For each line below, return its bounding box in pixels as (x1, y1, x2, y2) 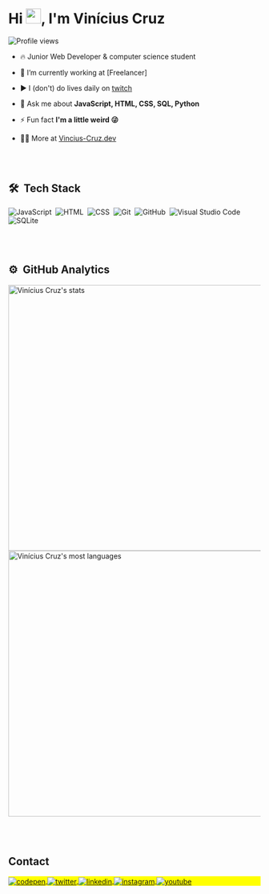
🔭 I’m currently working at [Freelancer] (19, 67, 148, 77)
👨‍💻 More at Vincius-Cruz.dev (19, 133, 117, 143)
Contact (8, 855, 50, 868)
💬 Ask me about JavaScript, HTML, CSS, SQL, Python (19, 99, 200, 108)
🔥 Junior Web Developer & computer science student (19, 51, 196, 61)
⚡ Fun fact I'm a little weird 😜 (19, 115, 118, 124)
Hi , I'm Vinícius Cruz (8, 10, 166, 28)
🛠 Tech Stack (8, 181, 82, 196)
